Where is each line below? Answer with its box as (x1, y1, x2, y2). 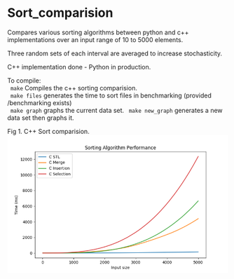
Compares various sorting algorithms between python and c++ (7, 28, 189, 36)
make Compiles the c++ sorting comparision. (10, 83, 138, 92)
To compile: (7, 76, 41, 85)
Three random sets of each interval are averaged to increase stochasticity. (7, 49, 223, 57)
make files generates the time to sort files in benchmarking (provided (10, 91, 212, 100)
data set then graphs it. (7, 114, 75, 122)
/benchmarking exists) (7, 98, 72, 107)
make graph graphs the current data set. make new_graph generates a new (10, 106, 223, 114)
